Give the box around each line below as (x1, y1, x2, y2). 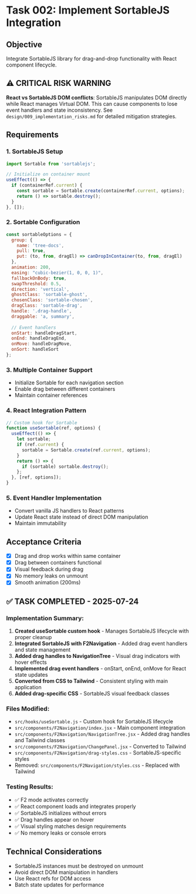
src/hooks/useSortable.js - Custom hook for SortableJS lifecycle (14, 718, 173, 725)
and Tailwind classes (14, 737, 66, 744)
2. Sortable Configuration (6, 218, 80, 227)
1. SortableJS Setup (6, 148, 63, 156)
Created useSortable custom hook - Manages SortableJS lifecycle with (14, 627, 189, 634)
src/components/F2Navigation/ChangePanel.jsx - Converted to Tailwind (14, 743, 187, 750)
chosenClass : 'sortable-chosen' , (11, 297, 93, 303)
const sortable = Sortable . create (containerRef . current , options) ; (16, 188, 185, 194)
